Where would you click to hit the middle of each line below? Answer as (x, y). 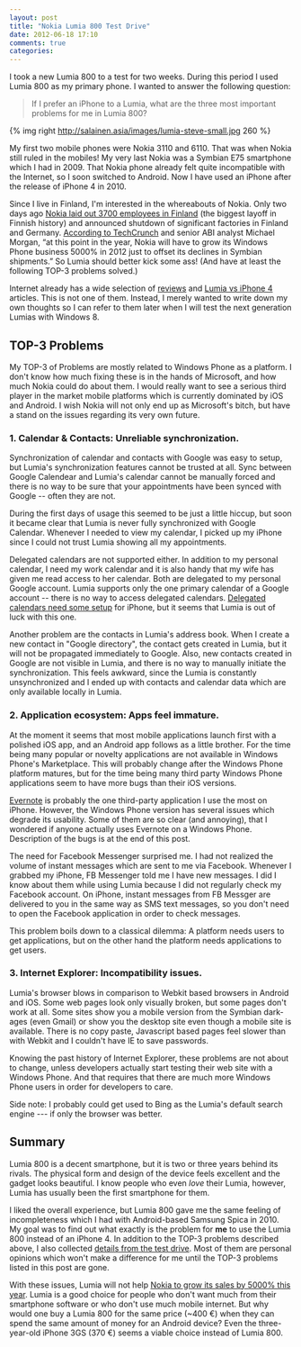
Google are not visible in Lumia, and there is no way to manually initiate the (148, 664)
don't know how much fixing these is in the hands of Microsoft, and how (143, 376)
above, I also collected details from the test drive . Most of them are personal (150, 1248)
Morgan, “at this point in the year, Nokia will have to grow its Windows (138, 242)
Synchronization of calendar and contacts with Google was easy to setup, (146, 458)
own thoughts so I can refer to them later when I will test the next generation (150, 308)
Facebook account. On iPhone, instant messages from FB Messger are (140, 894)
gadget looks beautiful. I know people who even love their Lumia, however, (147, 1183)
